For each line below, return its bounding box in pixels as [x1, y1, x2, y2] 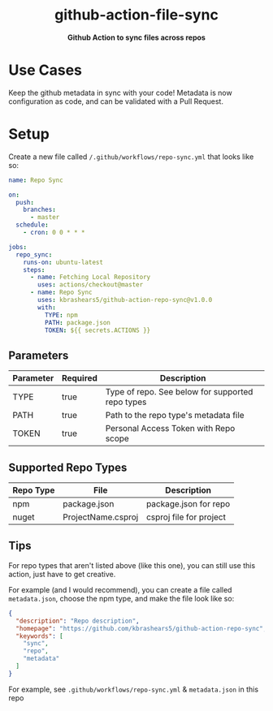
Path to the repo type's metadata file [105, 410, 245, 421]
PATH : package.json [44, 318, 111, 326]
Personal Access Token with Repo [105, 423, 236, 434]
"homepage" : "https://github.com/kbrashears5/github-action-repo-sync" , [15, 624, 267, 632]
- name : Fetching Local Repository [29, 274, 151, 282]
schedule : [15, 221, 49, 229]
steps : [23, 265, 45, 274]
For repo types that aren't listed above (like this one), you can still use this [8, 560, 256, 570]
